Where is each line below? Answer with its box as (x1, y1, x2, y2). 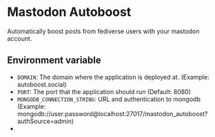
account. (7, 34, 32, 42)
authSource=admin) (17, 117, 74, 125)
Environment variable (7, 55, 101, 66)
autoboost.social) (17, 80, 67, 89)
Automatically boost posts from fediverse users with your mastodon (7, 27, 200, 35)
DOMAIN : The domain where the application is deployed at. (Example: (17, 73, 209, 81)
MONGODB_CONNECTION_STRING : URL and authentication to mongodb (17, 95, 201, 103)
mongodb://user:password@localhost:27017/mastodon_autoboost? (17, 109, 208, 118)
